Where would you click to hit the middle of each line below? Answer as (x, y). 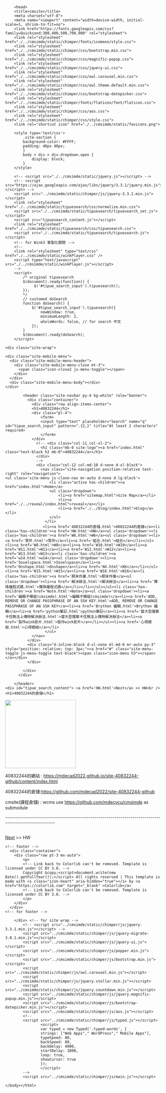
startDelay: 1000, (59, 1051)
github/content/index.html (32, 781)
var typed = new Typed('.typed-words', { (83, 1029)
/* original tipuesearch (48, 277)
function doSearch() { (46, 303)
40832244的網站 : (24, 776)
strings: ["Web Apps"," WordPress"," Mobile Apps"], (96, 1033)
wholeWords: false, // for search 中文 (81, 322)
